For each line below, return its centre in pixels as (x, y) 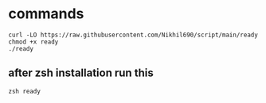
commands (46, 14)
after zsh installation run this (81, 73)
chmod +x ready (33, 42)
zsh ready (25, 91)
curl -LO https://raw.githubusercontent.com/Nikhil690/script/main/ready (133, 35)
